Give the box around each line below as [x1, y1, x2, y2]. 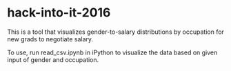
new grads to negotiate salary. [7, 34, 94, 43]
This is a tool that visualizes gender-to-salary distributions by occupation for [7, 28, 224, 36]
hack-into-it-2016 [7, 5, 111, 21]
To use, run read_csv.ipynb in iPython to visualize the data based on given [7, 48, 218, 57]
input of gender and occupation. [7, 55, 99, 63]
